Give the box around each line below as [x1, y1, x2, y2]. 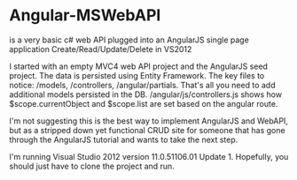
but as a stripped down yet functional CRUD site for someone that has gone [9, 124, 285, 135]
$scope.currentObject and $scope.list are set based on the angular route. [9, 98, 278, 109]
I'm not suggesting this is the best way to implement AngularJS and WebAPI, [9, 116, 288, 126]
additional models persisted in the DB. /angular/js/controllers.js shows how [9, 89, 282, 100]
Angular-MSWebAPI [9, 5, 161, 26]
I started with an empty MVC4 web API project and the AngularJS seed [9, 61, 269, 71]
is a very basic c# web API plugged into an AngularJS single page [9, 34, 250, 45]
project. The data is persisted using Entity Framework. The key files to [9, 70, 265, 80]
